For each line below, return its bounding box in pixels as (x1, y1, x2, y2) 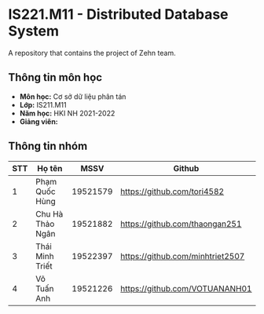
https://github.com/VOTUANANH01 (120, 283, 252, 294)
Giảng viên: (19, 116, 59, 126)
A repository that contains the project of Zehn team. (8, 48, 176, 57)
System (8, 22, 60, 40)
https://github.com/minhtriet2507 (120, 250, 245, 261)
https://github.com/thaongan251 (120, 218, 242, 229)
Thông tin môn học (8, 71, 103, 84)
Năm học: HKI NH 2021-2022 (19, 108, 115, 118)
